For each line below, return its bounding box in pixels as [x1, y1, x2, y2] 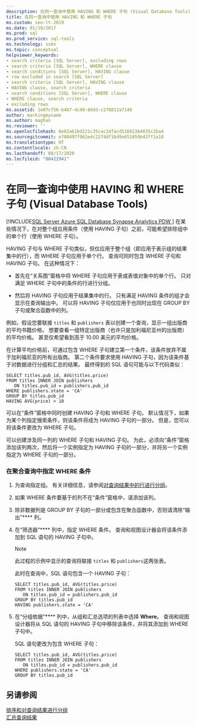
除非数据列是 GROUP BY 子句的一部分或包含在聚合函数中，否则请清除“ [14, 507, 185, 514]
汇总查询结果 [6, 714, 37, 721]
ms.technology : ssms [6, 42, 57, 48]
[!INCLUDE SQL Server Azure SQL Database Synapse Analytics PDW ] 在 [6, 218, 181, 225]
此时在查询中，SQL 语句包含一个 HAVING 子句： [14, 570, 131, 577]
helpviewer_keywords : [6, 52, 59, 58]
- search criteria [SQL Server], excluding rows [6, 57, 127, 63]
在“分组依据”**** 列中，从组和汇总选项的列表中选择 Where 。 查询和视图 [14, 613, 189, 620]
